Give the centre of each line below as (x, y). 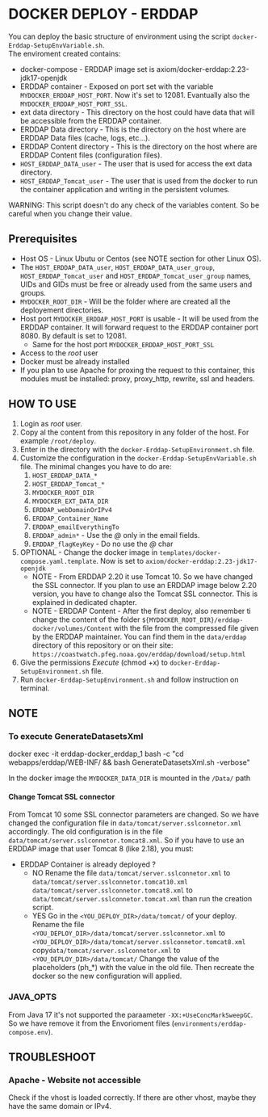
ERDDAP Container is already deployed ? (88, 864)
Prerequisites (43, 239)
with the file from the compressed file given (186, 628)
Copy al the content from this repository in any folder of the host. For (134, 432)
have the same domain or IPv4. (60, 1107)
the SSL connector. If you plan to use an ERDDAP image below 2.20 (144, 585)
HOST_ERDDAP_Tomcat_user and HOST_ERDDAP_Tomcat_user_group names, (136, 275)
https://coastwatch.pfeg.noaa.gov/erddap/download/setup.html (139, 654)
